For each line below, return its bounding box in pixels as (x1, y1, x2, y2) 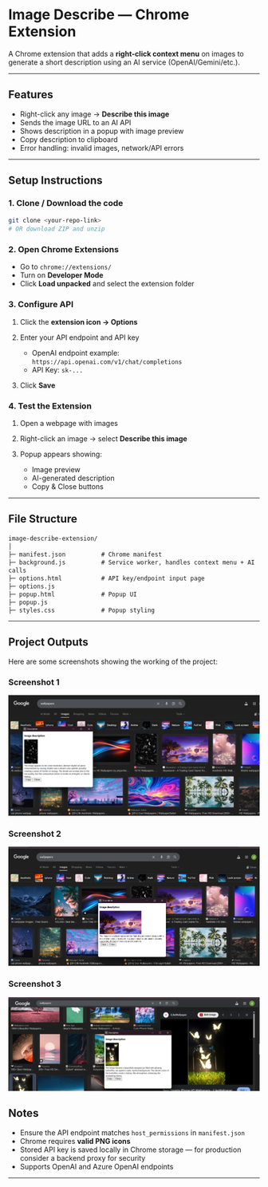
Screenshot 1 (8, 676, 60, 688)
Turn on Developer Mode (19, 270, 104, 280)
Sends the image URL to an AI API (19, 117, 132, 127)
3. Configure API (8, 299, 74, 310)
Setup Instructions (8, 174, 103, 187)
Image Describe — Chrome (8, 6, 190, 24)
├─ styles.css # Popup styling (8, 606, 156, 614)
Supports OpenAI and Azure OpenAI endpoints (19, 1161, 174, 1171)
